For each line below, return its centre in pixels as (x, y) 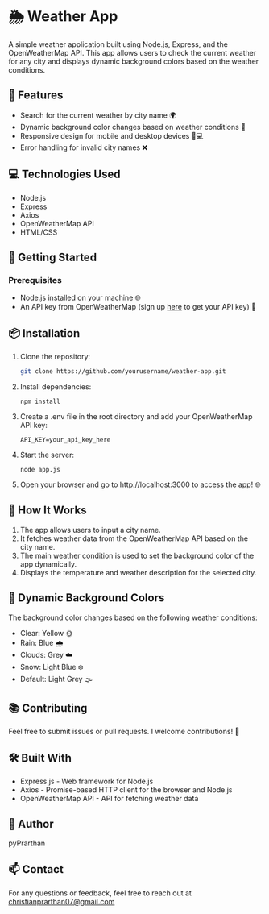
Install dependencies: (56, 386)
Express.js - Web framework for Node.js (87, 781)
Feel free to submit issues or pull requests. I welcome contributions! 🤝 (124, 732)
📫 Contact (36, 869)
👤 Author (31, 824)
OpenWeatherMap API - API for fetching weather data (109, 799)
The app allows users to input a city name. (90, 530)
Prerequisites (35, 280)
